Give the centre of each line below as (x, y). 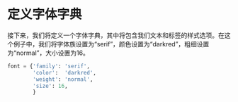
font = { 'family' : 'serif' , (49, 66)
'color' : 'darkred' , (65, 72)
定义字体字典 (45, 14)
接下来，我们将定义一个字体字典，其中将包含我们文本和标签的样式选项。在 (116, 35)
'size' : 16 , (51, 86)
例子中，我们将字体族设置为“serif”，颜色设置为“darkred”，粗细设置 (111, 44)
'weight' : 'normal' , (63, 79)
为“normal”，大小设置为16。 (49, 53)
